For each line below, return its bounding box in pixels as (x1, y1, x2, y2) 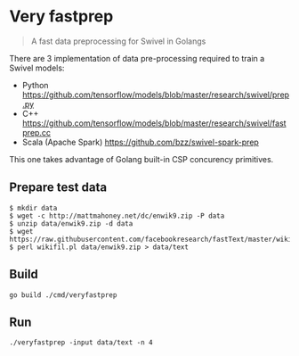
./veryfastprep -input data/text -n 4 (9, 338, 153, 347)
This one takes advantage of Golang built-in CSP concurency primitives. (9, 153, 274, 164)
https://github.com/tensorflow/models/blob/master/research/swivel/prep (21, 89, 290, 100)
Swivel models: (9, 62, 65, 73)
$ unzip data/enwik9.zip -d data (9, 219, 133, 228)
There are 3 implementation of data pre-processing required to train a (9, 53, 265, 63)
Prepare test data (9, 180, 108, 195)
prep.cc (21, 127, 52, 137)
